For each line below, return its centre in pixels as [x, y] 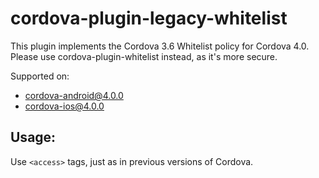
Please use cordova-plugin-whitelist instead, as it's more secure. [144, 56]
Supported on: [40, 76]
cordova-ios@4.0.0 [64, 106]
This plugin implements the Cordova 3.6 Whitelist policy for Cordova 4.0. [160, 46]
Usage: [33, 137]
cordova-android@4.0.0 [74, 95]
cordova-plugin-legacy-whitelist [149, 18]
